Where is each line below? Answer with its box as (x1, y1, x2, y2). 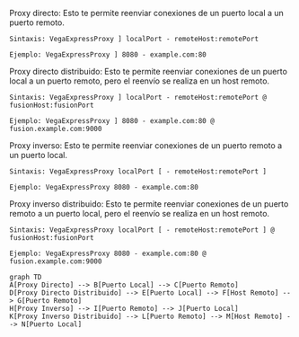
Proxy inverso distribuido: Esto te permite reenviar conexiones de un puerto (9, 199, 289, 209)
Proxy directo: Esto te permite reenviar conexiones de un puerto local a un (9, 8, 285, 18)
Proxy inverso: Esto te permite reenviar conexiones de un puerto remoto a (9, 140, 283, 151)
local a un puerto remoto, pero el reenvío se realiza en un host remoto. (9, 75, 270, 86)
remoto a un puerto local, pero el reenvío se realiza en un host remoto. (9, 208, 270, 218)
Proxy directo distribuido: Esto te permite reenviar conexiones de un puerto (9, 67, 287, 76)
